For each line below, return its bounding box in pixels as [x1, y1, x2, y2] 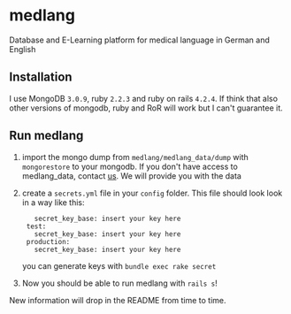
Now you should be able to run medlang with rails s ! [21, 278, 218, 288]
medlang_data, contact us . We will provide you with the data [21, 170, 241, 181]
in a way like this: [21, 196, 86, 208]
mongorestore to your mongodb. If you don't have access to [21, 161, 239, 172]
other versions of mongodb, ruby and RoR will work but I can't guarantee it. [9, 103, 283, 113]
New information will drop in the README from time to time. [9, 295, 227, 305]
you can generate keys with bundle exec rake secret [21, 260, 217, 271]
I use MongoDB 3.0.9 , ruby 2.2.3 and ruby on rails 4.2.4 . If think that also [9, 93, 279, 103]
